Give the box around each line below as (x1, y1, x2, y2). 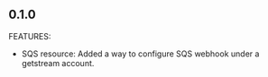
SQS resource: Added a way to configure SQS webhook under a (21, 48, 260, 59)
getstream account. (21, 57, 95, 68)
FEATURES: (8, 30, 51, 41)
